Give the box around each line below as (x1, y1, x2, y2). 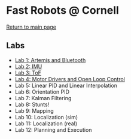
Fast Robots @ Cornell (6, 4, 120, 17)
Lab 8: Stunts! (14, 101, 50, 108)
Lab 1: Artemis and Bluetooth (14, 56, 86, 63)
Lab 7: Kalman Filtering (14, 94, 72, 101)
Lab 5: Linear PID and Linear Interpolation (14, 82, 118, 89)
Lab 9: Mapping (14, 107, 54, 114)
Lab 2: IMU (14, 63, 42, 70)
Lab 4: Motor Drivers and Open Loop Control (14, 75, 126, 82)
